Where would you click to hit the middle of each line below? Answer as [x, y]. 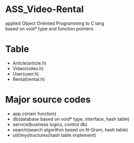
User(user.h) [26, 74]
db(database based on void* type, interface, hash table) [71, 119]
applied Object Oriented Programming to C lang [55, 23]
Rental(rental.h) [29, 79]
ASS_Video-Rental [44, 9]
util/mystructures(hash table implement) [54, 135]
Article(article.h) [29, 63]
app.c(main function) [34, 113]
